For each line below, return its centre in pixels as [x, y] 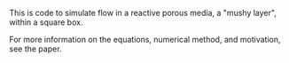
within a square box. [46, 22]
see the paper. [35, 49]
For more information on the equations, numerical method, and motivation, [145, 39]
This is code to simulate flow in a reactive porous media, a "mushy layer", [143, 13]
